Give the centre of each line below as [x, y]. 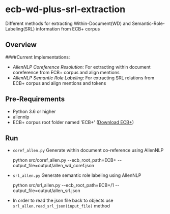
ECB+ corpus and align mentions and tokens [59, 83]
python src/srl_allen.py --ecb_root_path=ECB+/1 [63, 185]
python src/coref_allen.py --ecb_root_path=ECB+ [64, 160]
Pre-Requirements [35, 99]
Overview [21, 45]
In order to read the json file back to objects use [63, 201]
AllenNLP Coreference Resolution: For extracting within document [82, 67]
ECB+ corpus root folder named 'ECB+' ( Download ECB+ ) [73, 122]
